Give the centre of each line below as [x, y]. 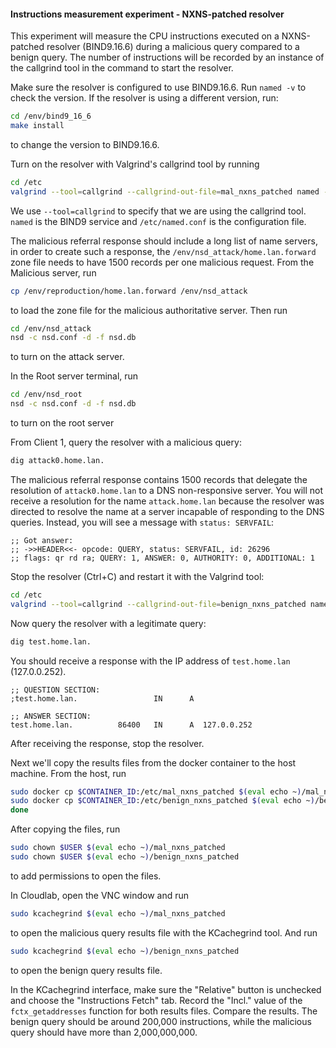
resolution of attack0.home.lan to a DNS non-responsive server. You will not [167, 490]
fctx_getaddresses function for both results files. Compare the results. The [164, 1011]
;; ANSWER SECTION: [51, 716]
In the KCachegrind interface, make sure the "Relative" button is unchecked [166, 989]
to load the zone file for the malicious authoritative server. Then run [149, 310]
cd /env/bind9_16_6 [51, 116]
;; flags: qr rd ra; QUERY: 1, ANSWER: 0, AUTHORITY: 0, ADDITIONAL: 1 [162, 558]
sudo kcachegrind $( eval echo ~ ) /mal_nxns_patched [118, 913]
